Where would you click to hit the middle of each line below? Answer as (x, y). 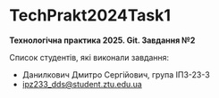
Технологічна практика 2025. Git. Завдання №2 (102, 40)
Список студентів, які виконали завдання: (89, 57)
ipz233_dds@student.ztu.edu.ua (82, 84)
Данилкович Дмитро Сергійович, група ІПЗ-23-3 (116, 74)
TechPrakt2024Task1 (90, 16)
